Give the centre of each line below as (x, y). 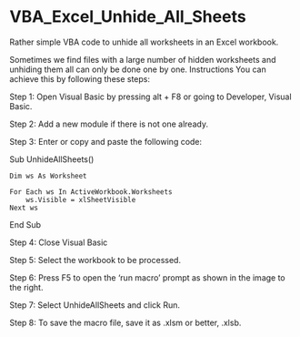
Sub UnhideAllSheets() (52, 159)
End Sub (25, 224)
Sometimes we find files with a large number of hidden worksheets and (143, 59)
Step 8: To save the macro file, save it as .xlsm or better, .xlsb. (125, 322)
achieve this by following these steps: (80, 78)
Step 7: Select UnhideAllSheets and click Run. (95, 305)
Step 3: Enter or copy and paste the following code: (106, 141)
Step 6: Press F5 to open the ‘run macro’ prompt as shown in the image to (148, 277)
